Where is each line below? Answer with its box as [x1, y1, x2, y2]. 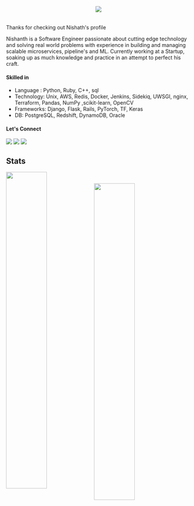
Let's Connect [6, 125, 42, 132]
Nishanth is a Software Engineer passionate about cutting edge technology [6, 35, 188, 42]
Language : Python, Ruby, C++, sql [14, 87, 99, 94]
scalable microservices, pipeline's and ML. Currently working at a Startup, [6, 48, 185, 55]
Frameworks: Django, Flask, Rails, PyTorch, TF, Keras [14, 106, 144, 113]
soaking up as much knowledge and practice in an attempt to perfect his [6, 53, 181, 61]
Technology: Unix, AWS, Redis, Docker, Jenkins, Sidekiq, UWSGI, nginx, [14, 93, 189, 100]
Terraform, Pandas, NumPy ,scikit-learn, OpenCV [14, 99, 134, 106]
